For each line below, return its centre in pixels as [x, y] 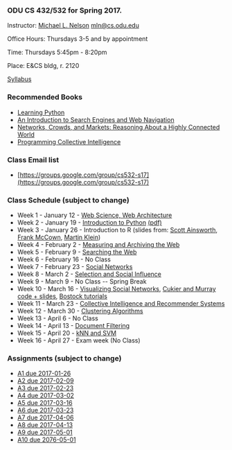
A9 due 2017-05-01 [45, 433]
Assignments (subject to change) [64, 358]
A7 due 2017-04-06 [45, 417]
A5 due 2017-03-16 [45, 403]
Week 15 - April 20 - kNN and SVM [66, 333]
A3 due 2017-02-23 [45, 388]
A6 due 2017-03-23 [45, 410]
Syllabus [19, 79]
